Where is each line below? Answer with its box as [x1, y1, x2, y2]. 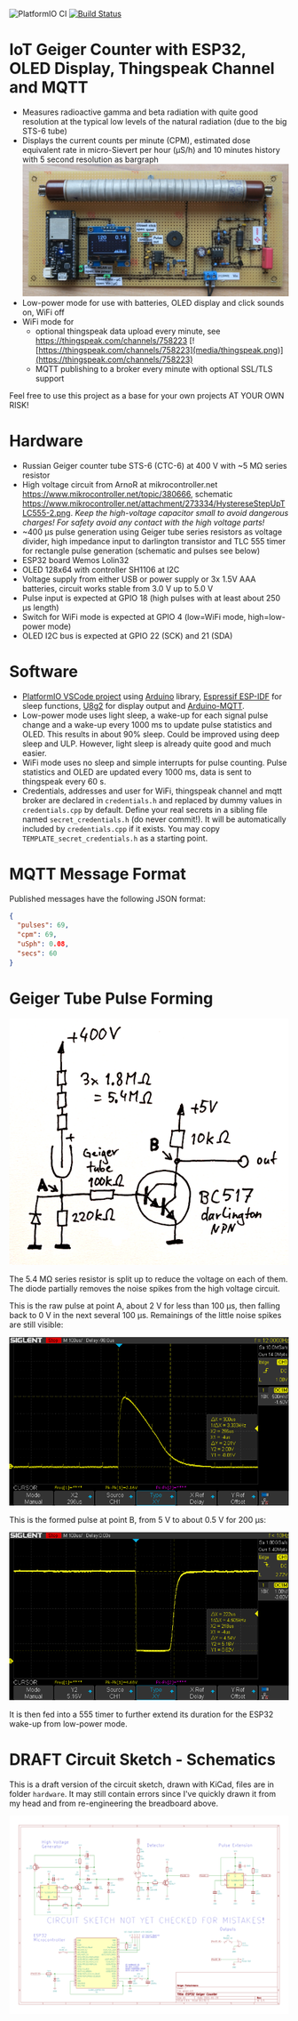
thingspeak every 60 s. [21, 776, 106, 786]
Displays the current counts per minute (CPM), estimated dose [21, 134, 251, 146]
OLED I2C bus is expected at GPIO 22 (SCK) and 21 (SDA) [21, 630, 233, 640]
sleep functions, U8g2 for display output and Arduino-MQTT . [21, 700, 246, 711]
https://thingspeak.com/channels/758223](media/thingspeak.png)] [38, 344, 284, 355]
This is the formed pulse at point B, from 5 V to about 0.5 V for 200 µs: [9, 1514, 267, 1525]
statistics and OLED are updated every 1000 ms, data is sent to [21, 766, 252, 777]
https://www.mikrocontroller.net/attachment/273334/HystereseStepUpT [21, 498, 286, 509]
